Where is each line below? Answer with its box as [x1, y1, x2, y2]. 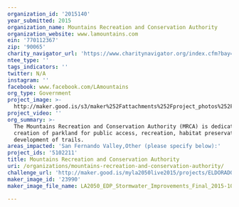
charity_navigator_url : [7, 51, 78, 58]
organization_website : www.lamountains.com [7, 30, 139, 38]
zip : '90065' [7, 43, 46, 51]
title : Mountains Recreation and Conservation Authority [7, 156, 180, 164]
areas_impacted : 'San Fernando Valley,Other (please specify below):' [7, 143, 221, 150]
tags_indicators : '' [7, 63, 69, 70]
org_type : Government [7, 90, 72, 97]
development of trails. [14, 136, 84, 143]
